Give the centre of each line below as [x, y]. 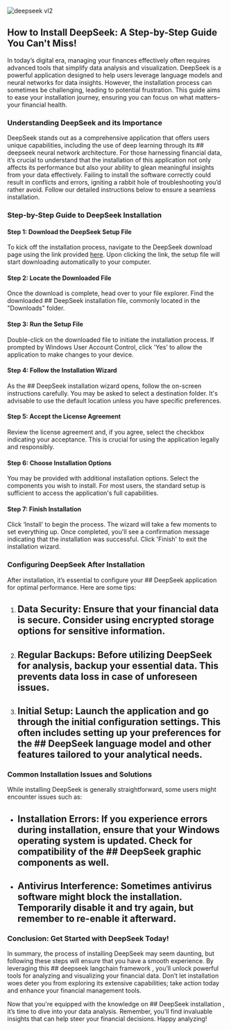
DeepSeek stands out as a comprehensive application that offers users [109, 138]
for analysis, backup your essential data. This [118, 665]
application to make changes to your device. [70, 354]
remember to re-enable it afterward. [97, 919]
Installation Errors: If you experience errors [112, 819]
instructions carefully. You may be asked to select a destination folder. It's [113, 393]
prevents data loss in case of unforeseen [107, 677]
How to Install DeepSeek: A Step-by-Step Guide [112, 32]
